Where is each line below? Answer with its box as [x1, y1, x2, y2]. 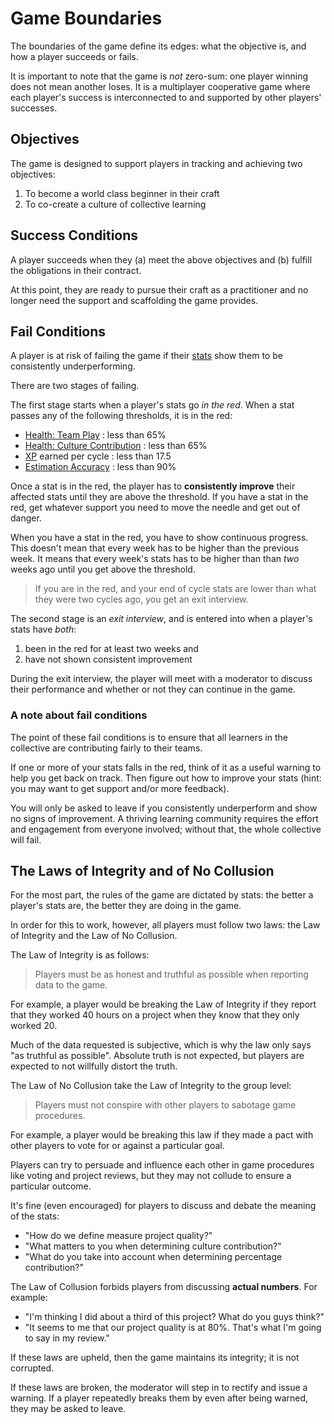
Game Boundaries [10, 7, 163, 30]
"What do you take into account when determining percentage [24, 1251, 283, 1263]
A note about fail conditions [10, 708, 148, 722]
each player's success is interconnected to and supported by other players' [10, 91, 322, 103]
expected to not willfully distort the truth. [10, 1060, 178, 1072]
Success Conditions [10, 227, 139, 244]
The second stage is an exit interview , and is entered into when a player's [10, 613, 313, 625]
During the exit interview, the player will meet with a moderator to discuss [10, 673, 313, 685]
